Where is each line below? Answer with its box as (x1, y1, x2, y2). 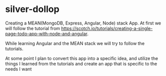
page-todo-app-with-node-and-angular (5, 30, 88, 36)
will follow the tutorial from (5, 25, 60, 31)
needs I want (5, 66, 32, 72)
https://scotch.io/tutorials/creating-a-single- (61, 25, 153, 31)
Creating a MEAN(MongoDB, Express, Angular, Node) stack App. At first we (5, 20, 161, 26)
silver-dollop (5, 3, 60, 15)
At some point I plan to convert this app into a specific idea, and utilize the (5, 55, 158, 61)
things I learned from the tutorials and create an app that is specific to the (5, 60, 157, 66)
